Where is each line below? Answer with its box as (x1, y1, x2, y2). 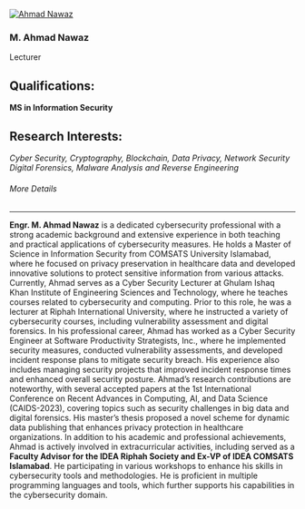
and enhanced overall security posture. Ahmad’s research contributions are (9, 374, 292, 385)
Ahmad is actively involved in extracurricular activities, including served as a (9, 441, 295, 453)
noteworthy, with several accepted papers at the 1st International (9, 384, 251, 395)
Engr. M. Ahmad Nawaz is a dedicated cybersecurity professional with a (9, 220, 281, 230)
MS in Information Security (9, 103, 113, 113)
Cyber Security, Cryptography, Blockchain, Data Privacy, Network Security (9, 152, 290, 163)
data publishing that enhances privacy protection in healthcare (9, 422, 243, 433)
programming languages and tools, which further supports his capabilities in (9, 480, 295, 491)
